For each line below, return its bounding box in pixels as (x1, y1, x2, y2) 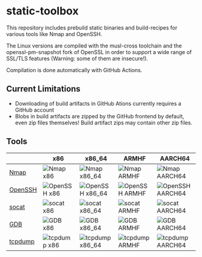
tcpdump (9, 237, 35, 246)
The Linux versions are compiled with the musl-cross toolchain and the (6, 42, 182, 49)
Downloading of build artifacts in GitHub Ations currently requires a (14, 100, 182, 107)
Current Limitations (6, 84, 81, 94)
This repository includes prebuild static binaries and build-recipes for (6, 24, 177, 31)
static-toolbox (6, 4, 79, 18)
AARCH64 (159, 154, 190, 163)
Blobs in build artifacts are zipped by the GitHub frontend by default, (14, 112, 185, 119)
